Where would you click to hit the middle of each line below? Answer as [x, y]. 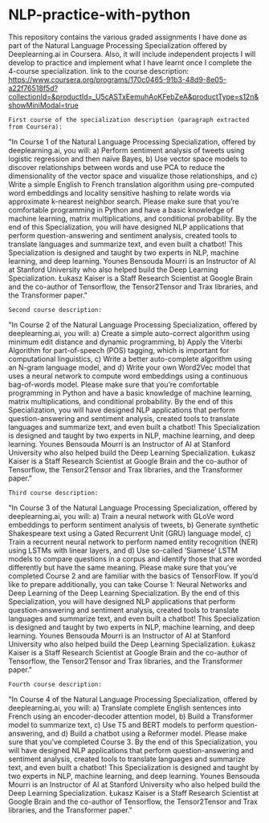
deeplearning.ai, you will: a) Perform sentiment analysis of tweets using [126, 150]
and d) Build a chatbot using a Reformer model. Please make [147, 733]
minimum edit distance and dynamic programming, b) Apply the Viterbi [125, 342]
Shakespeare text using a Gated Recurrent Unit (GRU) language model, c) [130, 533]
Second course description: [55, 310]
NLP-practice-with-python [100, 15]
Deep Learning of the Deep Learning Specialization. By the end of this [124, 593]
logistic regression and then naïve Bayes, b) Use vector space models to [128, 159]
